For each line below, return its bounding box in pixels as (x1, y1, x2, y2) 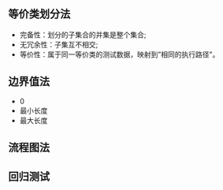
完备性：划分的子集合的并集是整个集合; (19, 30, 147, 39)
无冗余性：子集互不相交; (19, 39, 98, 49)
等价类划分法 (8, 7, 71, 21)
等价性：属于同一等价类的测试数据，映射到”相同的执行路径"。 (19, 50, 220, 59)
